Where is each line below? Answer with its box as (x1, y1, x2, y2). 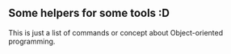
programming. (8, 36, 56, 46)
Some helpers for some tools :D (8, 6, 170, 20)
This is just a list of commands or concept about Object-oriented (8, 27, 224, 37)
